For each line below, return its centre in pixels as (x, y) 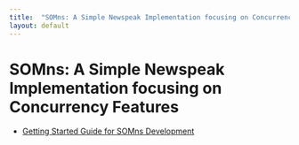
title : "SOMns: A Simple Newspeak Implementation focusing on (129, 17)
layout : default (39, 26)
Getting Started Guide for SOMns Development (108, 131)
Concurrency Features (94, 107)
